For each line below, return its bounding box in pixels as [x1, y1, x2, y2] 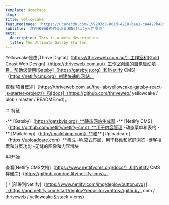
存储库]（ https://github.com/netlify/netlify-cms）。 [5, 170, 109, 176]
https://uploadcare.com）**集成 [10, 137, 76, 143]
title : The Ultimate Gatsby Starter [10, 40, 87, 45]
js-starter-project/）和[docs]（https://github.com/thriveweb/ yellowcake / [5, 90, 158, 96]
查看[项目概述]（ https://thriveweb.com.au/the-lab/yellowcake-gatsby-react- [5, 84, 163, 90]
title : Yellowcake [5, 17, 44, 22]
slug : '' [5, 12, 24, 17]
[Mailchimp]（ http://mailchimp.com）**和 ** [11, 130, 102, 136]
